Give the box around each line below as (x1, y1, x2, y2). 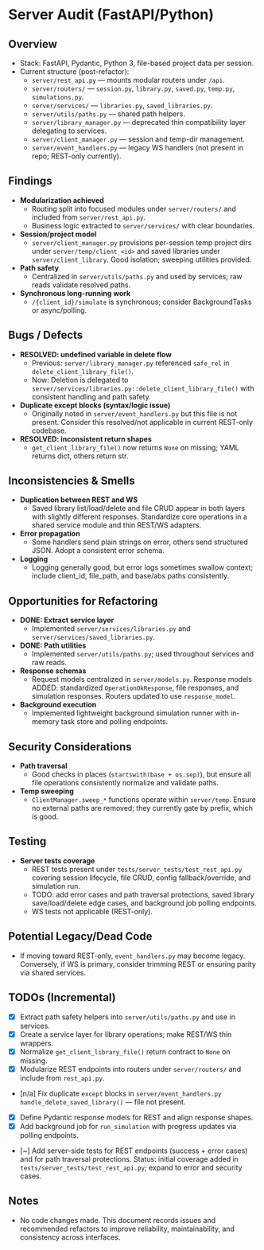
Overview (8, 37, 58, 51)
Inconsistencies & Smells (8, 474, 135, 488)
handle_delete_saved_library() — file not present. (19, 1096, 186, 1107)
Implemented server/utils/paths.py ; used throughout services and (31, 649, 254, 659)
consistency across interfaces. (19, 1232, 121, 1242)
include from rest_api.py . (19, 1073, 105, 1083)
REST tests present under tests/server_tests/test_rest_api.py (31, 864, 243, 874)
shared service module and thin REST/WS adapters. (31, 520, 201, 530)
